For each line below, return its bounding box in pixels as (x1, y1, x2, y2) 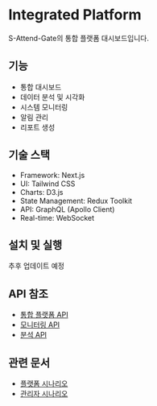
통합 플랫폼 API (19, 310, 68, 320)
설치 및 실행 (8, 238, 63, 251)
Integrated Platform (8, 6, 143, 24)
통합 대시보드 (19, 82, 62, 92)
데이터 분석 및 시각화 (19, 92, 85, 101)
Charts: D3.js (19, 187, 64, 197)
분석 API (19, 330, 47, 340)
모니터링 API (19, 320, 60, 329)
